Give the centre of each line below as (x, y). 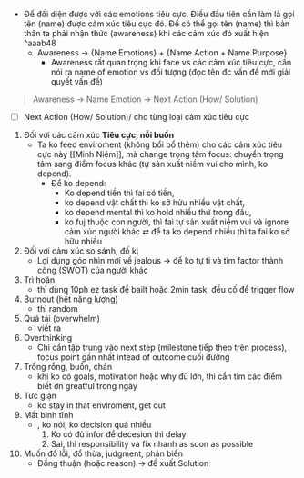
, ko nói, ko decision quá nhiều (94, 425)
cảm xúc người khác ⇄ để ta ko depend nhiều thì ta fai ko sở (177, 232)
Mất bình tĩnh (48, 415)
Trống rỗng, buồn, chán (68, 367)
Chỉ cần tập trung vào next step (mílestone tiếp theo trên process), (162, 348)
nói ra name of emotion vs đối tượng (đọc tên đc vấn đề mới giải (171, 72)
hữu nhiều (83, 242)
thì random (57, 309)
